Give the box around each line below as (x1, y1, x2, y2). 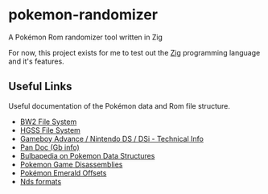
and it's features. (8, 56, 64, 66)
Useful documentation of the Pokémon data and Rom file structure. (8, 101, 231, 110)
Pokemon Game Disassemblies (19, 159, 123, 169)
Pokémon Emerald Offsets (19, 167, 107, 178)
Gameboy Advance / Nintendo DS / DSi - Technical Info (19, 134, 204, 143)
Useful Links (8, 80, 72, 93)
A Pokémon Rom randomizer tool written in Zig (8, 32, 163, 42)
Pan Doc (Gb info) (19, 142, 80, 152)
